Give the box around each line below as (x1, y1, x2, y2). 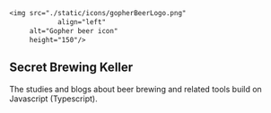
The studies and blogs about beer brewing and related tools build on (9, 83, 262, 94)
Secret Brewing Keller (9, 60, 134, 75)
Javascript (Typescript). (9, 93, 98, 104)
